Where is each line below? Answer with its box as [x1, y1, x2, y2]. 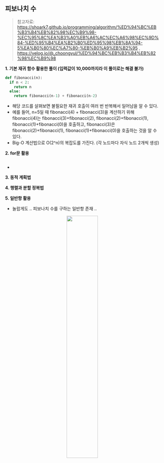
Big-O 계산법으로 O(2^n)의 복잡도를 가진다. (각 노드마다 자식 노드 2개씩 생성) [12, 140, 160, 146]
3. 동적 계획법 [5, 175, 31, 180]
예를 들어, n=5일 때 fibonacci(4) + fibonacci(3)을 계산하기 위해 [12, 109, 135, 115]
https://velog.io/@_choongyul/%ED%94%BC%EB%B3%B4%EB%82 [17, 50, 156, 56]
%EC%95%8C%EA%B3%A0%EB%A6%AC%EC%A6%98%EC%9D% [17, 34, 159, 40]
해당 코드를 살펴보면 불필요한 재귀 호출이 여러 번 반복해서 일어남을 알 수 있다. [12, 103, 159, 109]
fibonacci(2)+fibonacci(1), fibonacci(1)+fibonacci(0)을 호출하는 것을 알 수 [12, 128, 157, 133]
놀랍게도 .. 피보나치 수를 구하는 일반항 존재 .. [12, 206, 97, 212]
